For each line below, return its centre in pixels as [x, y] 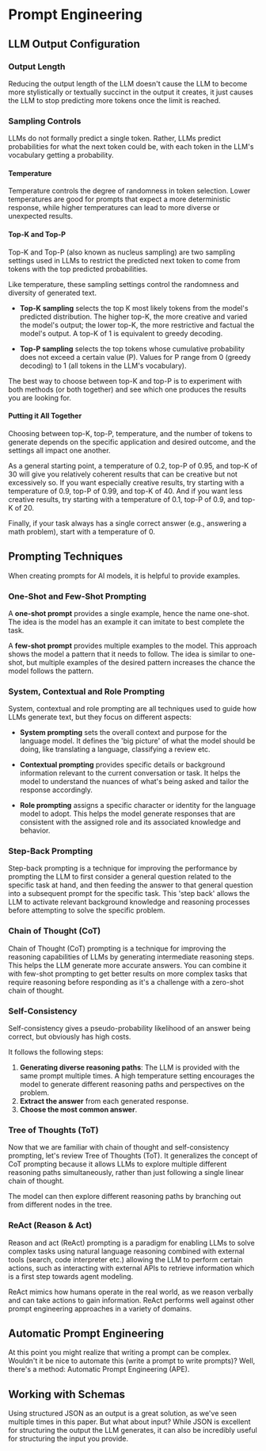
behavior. [35, 831]
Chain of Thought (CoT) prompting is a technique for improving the [118, 948]
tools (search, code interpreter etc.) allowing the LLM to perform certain [125, 1259]
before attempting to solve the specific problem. [87, 910]
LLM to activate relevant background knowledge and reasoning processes [129, 902]
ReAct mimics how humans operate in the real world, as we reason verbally [131, 1292]
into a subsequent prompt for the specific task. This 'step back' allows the [129, 894]
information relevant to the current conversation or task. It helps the [130, 773]
